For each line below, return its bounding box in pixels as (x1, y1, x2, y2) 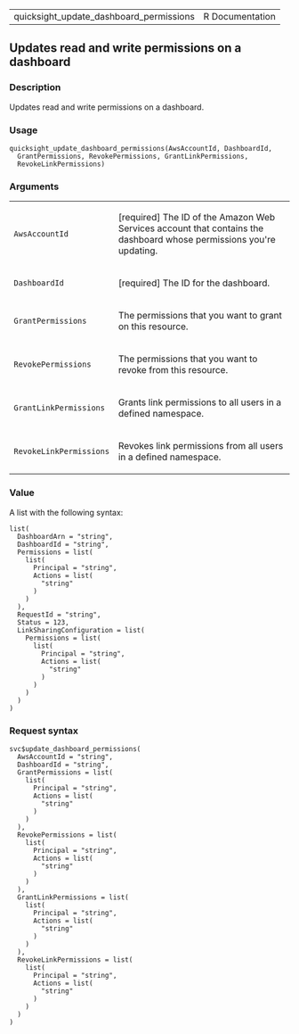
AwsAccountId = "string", (17, 752, 114, 761)
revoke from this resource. (117, 364, 229, 376)
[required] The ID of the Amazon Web (117, 211, 276, 224)
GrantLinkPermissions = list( (17, 892, 129, 902)
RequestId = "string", (17, 610, 101, 619)
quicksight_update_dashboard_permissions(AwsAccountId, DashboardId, (9, 144, 273, 153)
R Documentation (203, 11, 276, 22)
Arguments (9, 180, 60, 193)
